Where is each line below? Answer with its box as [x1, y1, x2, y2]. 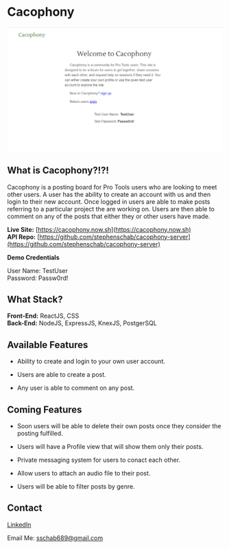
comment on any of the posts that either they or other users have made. [7, 212, 210, 220]
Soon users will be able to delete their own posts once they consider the [16, 422, 221, 430]
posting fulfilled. [16, 430, 63, 438]
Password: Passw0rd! [7, 274, 69, 282]
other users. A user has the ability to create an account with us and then [7, 190, 211, 198]
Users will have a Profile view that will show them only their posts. [16, 443, 204, 451]
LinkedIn [7, 520, 32, 528]
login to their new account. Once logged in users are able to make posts [7, 197, 210, 206]
